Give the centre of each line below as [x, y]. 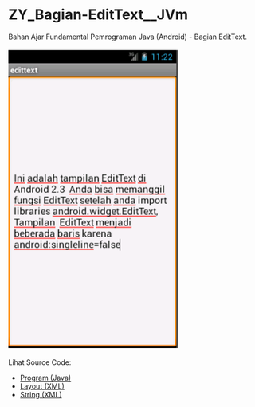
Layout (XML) [42, 386]
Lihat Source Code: [40, 362]
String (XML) [41, 394]
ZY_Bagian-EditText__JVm [98, 15]
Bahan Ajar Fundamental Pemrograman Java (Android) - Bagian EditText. [128, 37]
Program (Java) [45, 378]
